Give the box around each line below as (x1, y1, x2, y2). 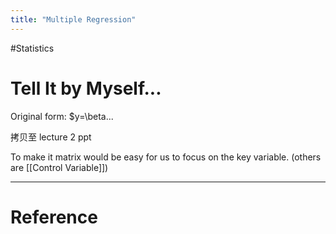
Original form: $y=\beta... (10, 110, 114, 122)
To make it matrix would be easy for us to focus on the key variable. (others (10, 151, 322, 163)
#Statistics (10, 42, 55, 54)
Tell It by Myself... (10, 77, 162, 100)
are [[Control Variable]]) (10, 161, 109, 173)
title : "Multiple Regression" (10, 14, 137, 25)
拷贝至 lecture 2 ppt (10, 131, 92, 143)
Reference (10, 206, 98, 228)
